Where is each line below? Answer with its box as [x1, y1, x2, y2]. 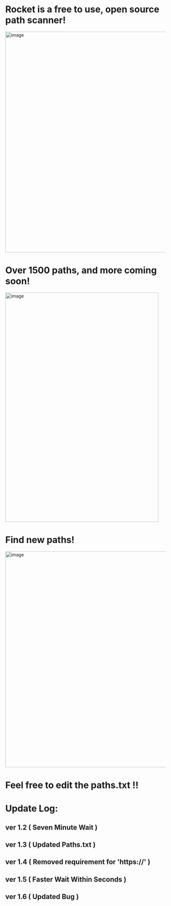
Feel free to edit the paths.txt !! [5, 779, 139, 791]
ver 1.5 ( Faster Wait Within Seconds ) [5, 875, 127, 884]
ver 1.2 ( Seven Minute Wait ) [5, 823, 98, 831]
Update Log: [5, 803, 59, 815]
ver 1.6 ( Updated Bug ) [5, 892, 79, 901]
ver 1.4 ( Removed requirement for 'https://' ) [5, 858, 151, 866]
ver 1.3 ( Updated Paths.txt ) [5, 840, 96, 849]
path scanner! [5, 14, 66, 26]
